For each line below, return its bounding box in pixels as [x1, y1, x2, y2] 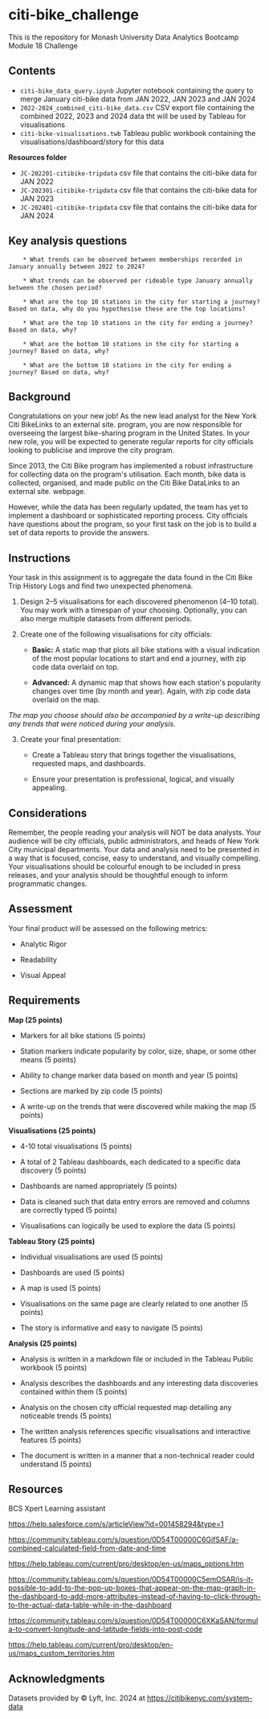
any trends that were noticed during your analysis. [8, 719, 176, 729]
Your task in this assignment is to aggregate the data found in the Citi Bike [8, 573, 253, 583]
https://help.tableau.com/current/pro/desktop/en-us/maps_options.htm [8, 1559, 244, 1569]
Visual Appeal [19, 970, 67, 979]
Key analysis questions [8, 234, 127, 248]
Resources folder [8, 152, 67, 162]
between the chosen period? [8, 283, 103, 291]
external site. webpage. [8, 487, 86, 497]
